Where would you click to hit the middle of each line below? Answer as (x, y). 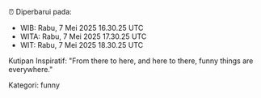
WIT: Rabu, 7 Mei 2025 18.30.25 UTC (82, 45)
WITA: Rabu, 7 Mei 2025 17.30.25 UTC (83, 36)
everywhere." (31, 69)
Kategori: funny (34, 85)
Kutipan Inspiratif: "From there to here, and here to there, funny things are (131, 61)
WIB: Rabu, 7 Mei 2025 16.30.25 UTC (82, 28)
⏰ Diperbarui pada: (40, 12)
